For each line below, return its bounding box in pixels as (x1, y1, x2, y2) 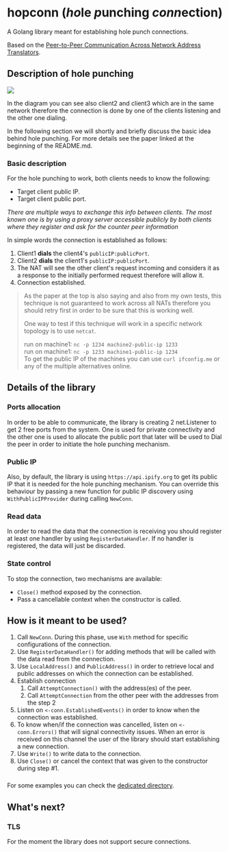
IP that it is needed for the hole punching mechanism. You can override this (7, 480, 219, 488)
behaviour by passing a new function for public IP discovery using (7, 487, 193, 495)
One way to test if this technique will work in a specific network (23, 320, 203, 328)
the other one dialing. (7, 113, 67, 121)
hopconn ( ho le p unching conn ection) (7, 5, 223, 21)
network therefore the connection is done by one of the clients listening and (7, 106, 221, 115)
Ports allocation (7, 403, 61, 412)
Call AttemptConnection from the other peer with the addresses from (27, 691, 219, 700)
